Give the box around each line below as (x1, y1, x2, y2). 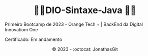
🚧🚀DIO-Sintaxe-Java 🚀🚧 (34, 5, 136, 16)
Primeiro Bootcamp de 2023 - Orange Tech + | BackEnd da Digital (5, 21, 143, 27)
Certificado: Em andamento (5, 36, 63, 42)
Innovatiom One (5, 26, 38, 32)
